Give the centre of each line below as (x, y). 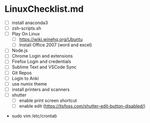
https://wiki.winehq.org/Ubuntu (51, 39)
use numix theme (29, 84)
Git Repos (22, 73)
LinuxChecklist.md (44, 9)
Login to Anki (25, 78)
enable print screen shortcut (48, 100)
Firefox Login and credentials (41, 61)
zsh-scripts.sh (26, 28)
